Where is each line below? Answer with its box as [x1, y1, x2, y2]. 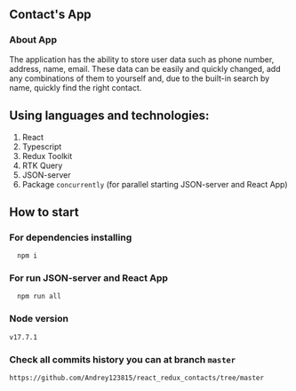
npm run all [17, 292, 62, 301]
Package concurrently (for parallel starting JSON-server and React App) [21, 179, 288, 189]
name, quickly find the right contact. [9, 82, 142, 92]
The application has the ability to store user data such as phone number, [9, 53, 275, 65]
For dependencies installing [9, 231, 132, 243]
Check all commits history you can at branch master [9, 353, 236, 365]
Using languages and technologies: [9, 108, 210, 124]
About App [9, 34, 58, 46]
